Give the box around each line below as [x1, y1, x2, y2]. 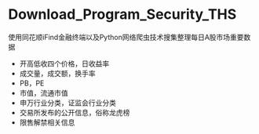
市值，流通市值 [19, 88, 68, 97]
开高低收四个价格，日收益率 [19, 59, 110, 68]
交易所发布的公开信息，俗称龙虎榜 [19, 107, 130, 117]
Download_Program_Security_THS [8, 5, 237, 24]
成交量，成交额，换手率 [19, 68, 96, 78]
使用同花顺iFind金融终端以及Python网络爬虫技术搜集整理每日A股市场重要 [8, 32, 245, 42]
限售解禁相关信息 [19, 118, 75, 127]
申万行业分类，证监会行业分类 [19, 98, 116, 107]
